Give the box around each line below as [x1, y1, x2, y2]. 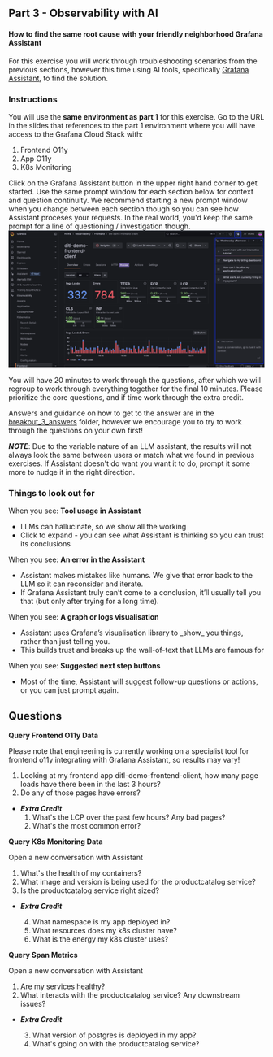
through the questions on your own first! [8, 426, 144, 436]
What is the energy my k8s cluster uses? [32, 934, 169, 944]
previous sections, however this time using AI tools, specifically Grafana [8, 64, 249, 74]
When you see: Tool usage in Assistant [8, 506, 141, 515]
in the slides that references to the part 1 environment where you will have [8, 120, 256, 130]
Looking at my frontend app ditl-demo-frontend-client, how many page [19, 771, 258, 781]
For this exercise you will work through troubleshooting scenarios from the [8, 56, 258, 66]
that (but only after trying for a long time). [19, 597, 160, 607]
